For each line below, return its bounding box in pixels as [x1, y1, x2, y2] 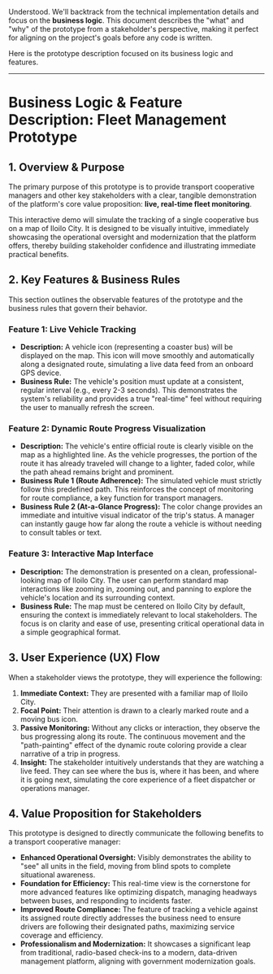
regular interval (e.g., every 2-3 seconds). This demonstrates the [19, 386, 238, 395]
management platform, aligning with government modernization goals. [19, 956, 256, 967]
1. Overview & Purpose [8, 160, 125, 174]
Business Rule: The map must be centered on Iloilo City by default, [19, 601, 245, 611]
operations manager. [19, 783, 90, 793]
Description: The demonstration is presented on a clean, [19, 566, 211, 576]
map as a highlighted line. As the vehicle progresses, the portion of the [19, 450, 258, 460]
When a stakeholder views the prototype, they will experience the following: [8, 672, 262, 682]
